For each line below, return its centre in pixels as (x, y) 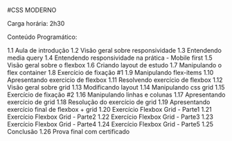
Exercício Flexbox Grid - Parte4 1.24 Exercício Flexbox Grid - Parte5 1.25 (110, 124)
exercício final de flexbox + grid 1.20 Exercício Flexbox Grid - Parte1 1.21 (110, 109)
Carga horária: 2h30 (36, 23)
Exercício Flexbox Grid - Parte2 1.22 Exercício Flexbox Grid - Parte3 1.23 (110, 117)
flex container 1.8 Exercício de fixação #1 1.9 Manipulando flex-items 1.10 (110, 73)
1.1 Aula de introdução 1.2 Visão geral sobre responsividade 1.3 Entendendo (114, 50)
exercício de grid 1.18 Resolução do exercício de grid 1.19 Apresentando (109, 102)
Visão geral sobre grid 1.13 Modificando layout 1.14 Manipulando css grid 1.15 (116, 87)
